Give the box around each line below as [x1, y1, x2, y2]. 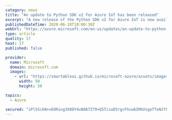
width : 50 [18, 79, 40, 84]
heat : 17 [5, 41, 24, 46]
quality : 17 [5, 36, 31, 42]
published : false [5, 46, 42, 51]
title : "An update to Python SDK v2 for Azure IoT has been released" [5, 12, 159, 17]
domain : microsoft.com [10, 65, 58, 70]
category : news [5, 7, 38, 13]
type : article [5, 31, 36, 36]
